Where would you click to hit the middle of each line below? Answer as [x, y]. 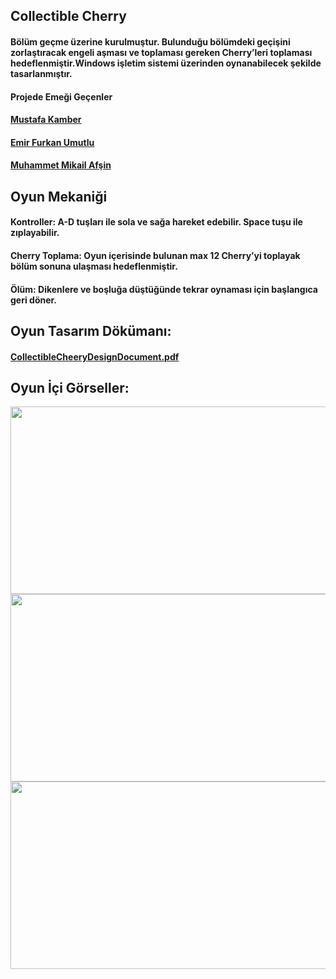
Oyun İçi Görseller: [70, 387]
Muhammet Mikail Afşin [61, 165]
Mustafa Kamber [46, 120]
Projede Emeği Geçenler [61, 96]
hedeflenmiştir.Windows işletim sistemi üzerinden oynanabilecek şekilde [166, 63]
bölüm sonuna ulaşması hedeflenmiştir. [94, 266]
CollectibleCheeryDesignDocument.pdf [95, 356]
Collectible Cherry [68, 16]
